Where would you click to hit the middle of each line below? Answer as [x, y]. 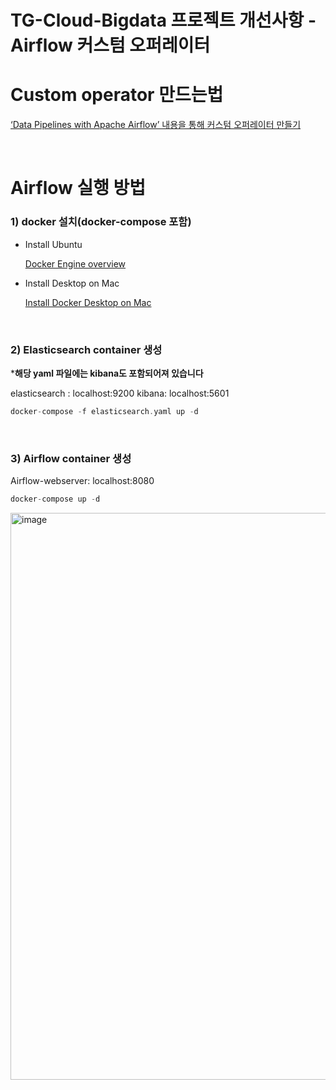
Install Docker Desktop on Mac [88, 302]
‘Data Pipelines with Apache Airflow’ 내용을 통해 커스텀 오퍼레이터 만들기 [156, 125]
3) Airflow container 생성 [71, 458]
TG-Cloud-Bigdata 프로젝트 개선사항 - [163, 20]
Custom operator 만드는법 [117, 95]
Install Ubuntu [53, 244]
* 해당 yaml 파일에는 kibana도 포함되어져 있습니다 [107, 373]
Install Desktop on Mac [72, 283]
